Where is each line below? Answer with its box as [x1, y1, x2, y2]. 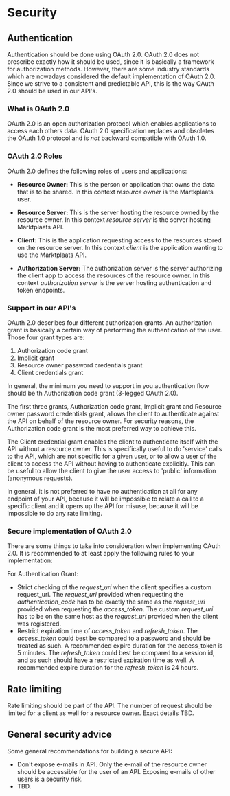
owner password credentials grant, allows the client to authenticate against [7, 409, 220, 418]
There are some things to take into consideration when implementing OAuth [7, 542, 221, 550]
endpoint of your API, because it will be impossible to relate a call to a [7, 494, 204, 503]
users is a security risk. [16, 775, 83, 783]
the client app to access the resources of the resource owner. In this [16, 271, 211, 280]
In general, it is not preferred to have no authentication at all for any [7, 487, 198, 495]
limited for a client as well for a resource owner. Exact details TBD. [7, 709, 194, 717]
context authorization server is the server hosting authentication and [16, 278, 211, 286]
